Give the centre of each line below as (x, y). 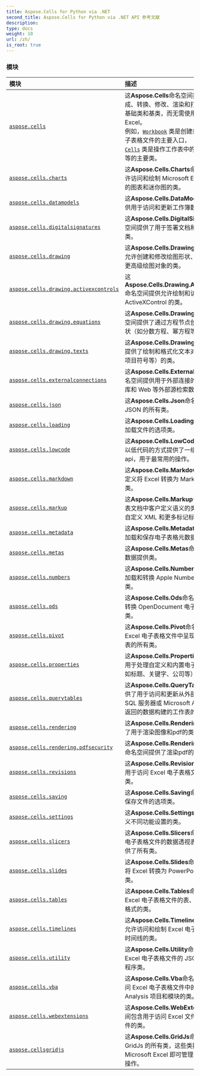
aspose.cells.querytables (46, 698)
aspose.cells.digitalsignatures (55, 227)
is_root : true (24, 45)
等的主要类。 (143, 158)
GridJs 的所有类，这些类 (159, 1046)
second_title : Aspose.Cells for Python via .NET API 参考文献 (83, 17)
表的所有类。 (143, 645)
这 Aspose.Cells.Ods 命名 (160, 598)
